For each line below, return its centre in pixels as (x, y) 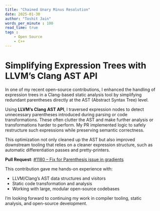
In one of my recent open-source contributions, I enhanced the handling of (80, 89)
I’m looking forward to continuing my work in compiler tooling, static (73, 198)
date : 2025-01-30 (23, 14)
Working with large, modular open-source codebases (66, 189)
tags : (12, 32)
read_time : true (21, 28)
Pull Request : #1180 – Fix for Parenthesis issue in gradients (64, 159)
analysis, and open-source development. (46, 203)
